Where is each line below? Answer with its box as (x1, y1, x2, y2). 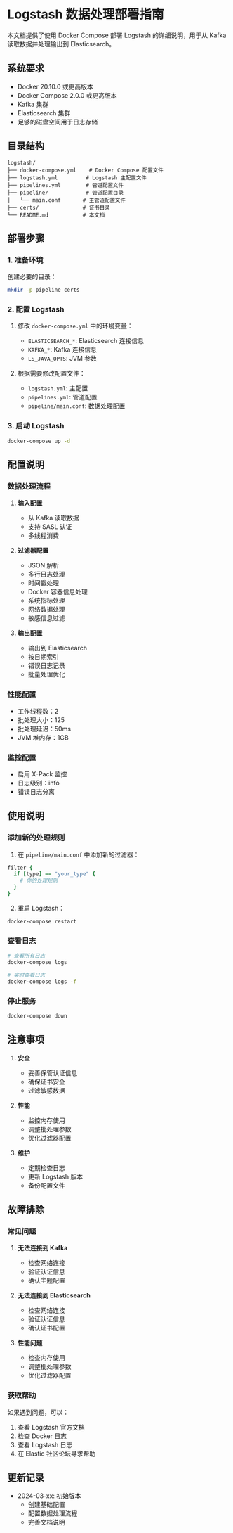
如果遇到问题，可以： (7, 1408, 69, 1416)
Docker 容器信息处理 (27, 588, 88, 596)
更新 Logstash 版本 (27, 1172, 83, 1181)
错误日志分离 (17, 787, 55, 795)
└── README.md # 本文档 (7, 212, 105, 219)
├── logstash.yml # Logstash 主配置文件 (7, 174, 147, 181)
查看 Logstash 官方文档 (17, 1423, 86, 1431)
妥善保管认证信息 (27, 1068, 78, 1077)
